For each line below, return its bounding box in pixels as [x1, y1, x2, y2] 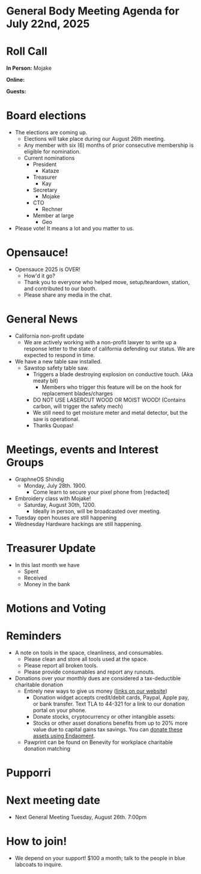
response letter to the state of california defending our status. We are [23, 345, 195, 352]
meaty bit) [32, 377, 59, 384]
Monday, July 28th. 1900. [23, 482, 87, 489]
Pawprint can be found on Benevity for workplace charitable [23, 739, 173, 746]
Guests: [6, 88, 26, 95]
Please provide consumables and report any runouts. [23, 668, 155, 675]
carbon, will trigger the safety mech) [32, 402, 124, 410]
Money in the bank [23, 580, 70, 587]
